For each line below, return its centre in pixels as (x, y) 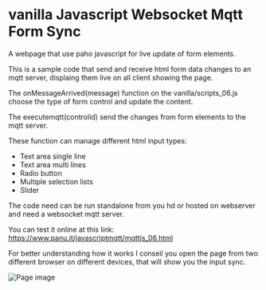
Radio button (41, 173)
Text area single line (53, 156)
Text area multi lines (53, 164)
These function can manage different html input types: (98, 140)
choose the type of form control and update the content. (101, 101)
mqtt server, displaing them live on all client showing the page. (111, 77)
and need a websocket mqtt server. (66, 214)
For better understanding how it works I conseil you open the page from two (133, 253)
